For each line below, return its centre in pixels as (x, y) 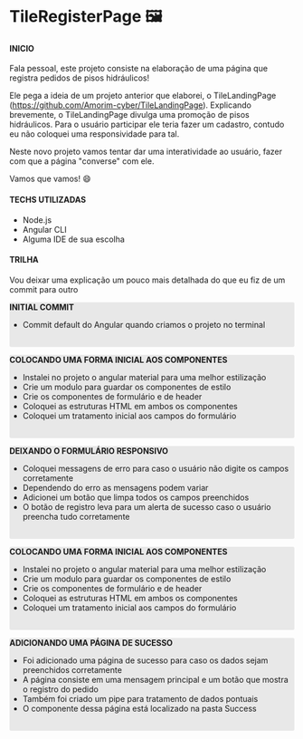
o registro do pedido (61, 689)
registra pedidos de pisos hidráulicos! (80, 78)
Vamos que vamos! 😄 (51, 179)
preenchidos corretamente (72, 669)
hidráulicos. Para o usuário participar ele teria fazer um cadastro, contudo (147, 125)
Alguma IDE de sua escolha (73, 239)
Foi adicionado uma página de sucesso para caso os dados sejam (145, 660)
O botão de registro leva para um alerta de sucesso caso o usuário (147, 506)
